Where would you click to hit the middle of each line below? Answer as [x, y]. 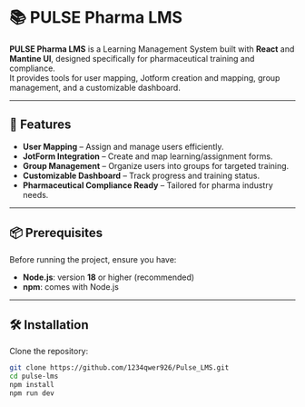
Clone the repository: [49, 352]
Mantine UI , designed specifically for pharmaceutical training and [132, 58]
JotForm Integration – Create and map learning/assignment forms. [148, 156]
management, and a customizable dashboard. [95, 87]
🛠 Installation [49, 325]
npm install [32, 385]
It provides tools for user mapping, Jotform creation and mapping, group [145, 77]
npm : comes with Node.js [71, 286]
